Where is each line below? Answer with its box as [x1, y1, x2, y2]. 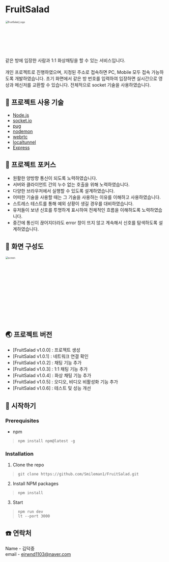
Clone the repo [12, 462, 44, 468]
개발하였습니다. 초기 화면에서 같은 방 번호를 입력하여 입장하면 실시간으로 [14, 75, 158, 81]
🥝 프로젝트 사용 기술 [5, 98, 64, 107]
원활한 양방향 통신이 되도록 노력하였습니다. [12, 175, 98, 181]
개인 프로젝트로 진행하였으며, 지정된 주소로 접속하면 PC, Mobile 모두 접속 [5, 69, 150, 75]
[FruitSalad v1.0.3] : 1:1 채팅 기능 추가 [12, 366, 88, 372]
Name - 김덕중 [5, 545, 35, 551]
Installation [5, 450, 34, 457]
